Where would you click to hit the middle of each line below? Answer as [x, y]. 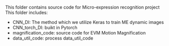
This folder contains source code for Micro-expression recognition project [82, 7]
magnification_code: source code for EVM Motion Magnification [79, 33]
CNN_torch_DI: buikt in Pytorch [45, 27]
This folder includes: [27, 12]
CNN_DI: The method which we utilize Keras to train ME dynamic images [88, 22]
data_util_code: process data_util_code [53, 38]
